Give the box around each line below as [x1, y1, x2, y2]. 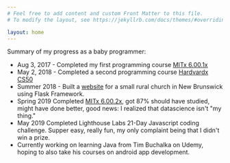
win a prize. [16, 134, 50, 142]
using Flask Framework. [16, 90, 85, 98]
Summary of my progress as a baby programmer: [7, 47, 146, 55]
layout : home [7, 29, 44, 36]
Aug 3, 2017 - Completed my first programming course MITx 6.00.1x [16, 61, 208, 69]
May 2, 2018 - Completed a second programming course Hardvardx [16, 68, 209, 76]
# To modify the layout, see [7, 16, 90, 23]
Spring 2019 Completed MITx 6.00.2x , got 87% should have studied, [16, 97, 210, 105]
